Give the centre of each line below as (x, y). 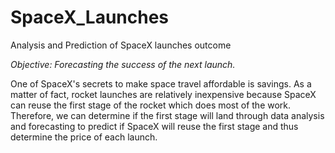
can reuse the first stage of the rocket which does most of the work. (151, 105)
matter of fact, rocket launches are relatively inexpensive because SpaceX (163, 94)
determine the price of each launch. (84, 137)
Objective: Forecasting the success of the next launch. (123, 64)
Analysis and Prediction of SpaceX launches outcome (121, 45)
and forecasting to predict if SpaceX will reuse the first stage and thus (154, 126)
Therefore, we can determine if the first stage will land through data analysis (167, 115)
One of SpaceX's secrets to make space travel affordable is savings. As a (161, 83)
